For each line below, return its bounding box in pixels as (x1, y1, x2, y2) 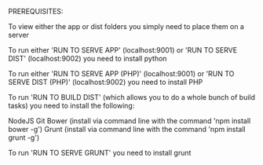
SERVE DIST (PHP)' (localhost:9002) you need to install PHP (8, 78, 203, 86)
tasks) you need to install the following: (8, 101, 135, 110)
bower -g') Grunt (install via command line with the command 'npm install (8, 125, 246, 134)
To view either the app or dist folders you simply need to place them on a (8, 22, 245, 31)
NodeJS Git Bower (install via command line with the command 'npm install (8, 116, 251, 125)
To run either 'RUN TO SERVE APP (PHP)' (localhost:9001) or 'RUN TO (8, 69, 235, 78)
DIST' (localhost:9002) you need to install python (8, 54, 167, 63)
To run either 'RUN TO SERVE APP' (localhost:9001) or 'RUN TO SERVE (8, 46, 238, 54)
